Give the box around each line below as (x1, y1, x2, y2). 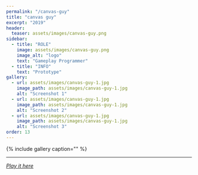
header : (6, 25, 25, 31)
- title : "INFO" (11, 63, 51, 70)
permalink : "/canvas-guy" (6, 8, 70, 15)
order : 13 (6, 129, 31, 136)
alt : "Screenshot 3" (16, 124, 67, 130)
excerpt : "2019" (6, 19, 46, 25)
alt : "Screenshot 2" (16, 107, 67, 113)
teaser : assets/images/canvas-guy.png (11, 31, 107, 37)
